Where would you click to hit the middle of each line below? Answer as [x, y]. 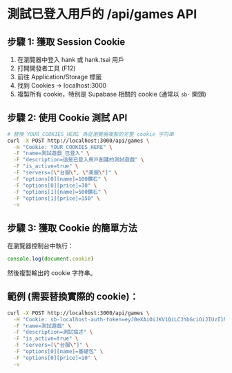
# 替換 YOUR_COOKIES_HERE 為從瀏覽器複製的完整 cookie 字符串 [90, 134]
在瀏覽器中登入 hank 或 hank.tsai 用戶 [70, 60]
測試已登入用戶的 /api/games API [102, 14]
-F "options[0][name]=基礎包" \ [58, 352]
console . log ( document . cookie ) [51, 259]
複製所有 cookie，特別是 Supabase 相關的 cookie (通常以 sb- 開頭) [112, 94]
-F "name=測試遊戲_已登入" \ [51, 153]
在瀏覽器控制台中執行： [40, 246]
